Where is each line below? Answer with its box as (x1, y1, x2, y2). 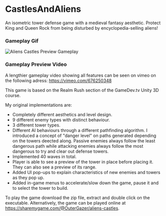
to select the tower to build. (12, 185, 68, 191)
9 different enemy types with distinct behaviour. (12, 117, 110, 123)
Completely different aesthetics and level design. (12, 111, 112, 117)
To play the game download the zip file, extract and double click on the (5, 194, 150, 201)
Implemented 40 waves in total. (12, 153, 77, 159)
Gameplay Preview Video (5, 61, 67, 68)
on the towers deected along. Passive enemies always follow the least (12, 137, 156, 144)
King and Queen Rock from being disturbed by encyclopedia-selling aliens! (5, 25, 159, 31)
